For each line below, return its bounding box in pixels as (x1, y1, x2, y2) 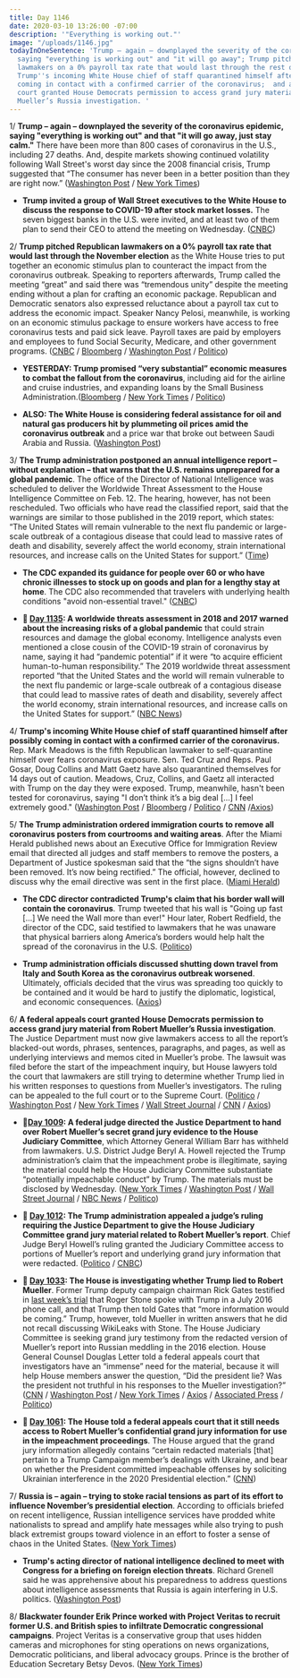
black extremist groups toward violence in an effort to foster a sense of (9, 1528, 271, 1540)
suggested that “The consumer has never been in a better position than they (9, 168, 290, 179)
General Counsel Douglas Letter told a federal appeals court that (21, 1351, 261, 1362)
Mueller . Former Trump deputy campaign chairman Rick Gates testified (21, 1285, 286, 1296)
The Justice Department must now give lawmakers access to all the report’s (9, 1033, 288, 1044)
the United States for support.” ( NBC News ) (21, 708, 183, 719)
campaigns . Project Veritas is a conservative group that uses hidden (9, 1631, 262, 1641)
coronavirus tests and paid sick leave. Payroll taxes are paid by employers (9, 327, 281, 338)
